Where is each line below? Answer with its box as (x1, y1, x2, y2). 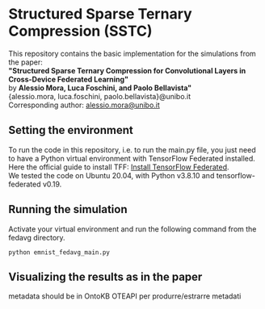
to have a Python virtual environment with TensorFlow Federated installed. (8, 153, 256, 163)
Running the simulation (8, 203, 128, 216)
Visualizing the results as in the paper (8, 269, 203, 283)
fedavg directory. (8, 232, 66, 242)
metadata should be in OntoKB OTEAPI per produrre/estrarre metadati (8, 291, 242, 301)
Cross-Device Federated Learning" (8, 74, 129, 84)
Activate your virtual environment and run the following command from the (8, 223, 257, 234)
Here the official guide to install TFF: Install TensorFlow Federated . (8, 162, 229, 172)
